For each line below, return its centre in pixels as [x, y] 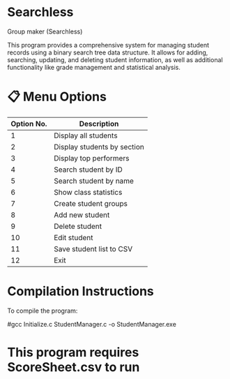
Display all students [85, 135]
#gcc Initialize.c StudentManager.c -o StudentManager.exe [92, 324]
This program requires [73, 352]
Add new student [82, 215]
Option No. [29, 124]
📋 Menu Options [57, 97]
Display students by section [99, 147]
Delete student [78, 226]
